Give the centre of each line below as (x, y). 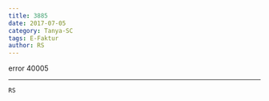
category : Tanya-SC (41, 30)
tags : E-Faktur (34, 38)
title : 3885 (28, 16)
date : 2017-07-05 (37, 23)
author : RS (26, 46)
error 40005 (29, 68)
